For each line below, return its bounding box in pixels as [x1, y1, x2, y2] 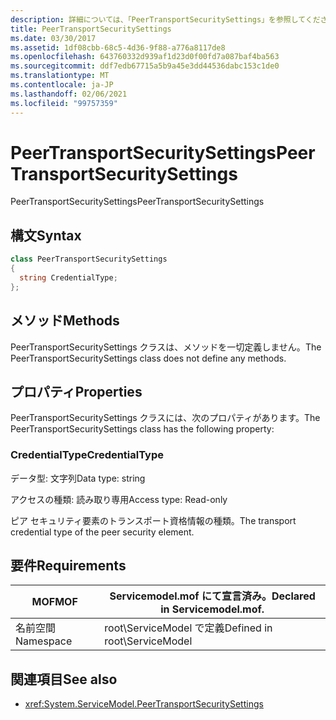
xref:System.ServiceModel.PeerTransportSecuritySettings [24, 698, 264, 710]
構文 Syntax [10, 227, 82, 244]
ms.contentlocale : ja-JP [10, 80, 114, 90]
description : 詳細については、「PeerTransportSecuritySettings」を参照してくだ [10, 14, 321, 25]
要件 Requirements [10, 557, 127, 575]
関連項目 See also [10, 671, 118, 688]
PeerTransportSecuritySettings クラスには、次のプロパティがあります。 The [10, 412, 321, 424]
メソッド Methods [10, 312, 120, 330]
